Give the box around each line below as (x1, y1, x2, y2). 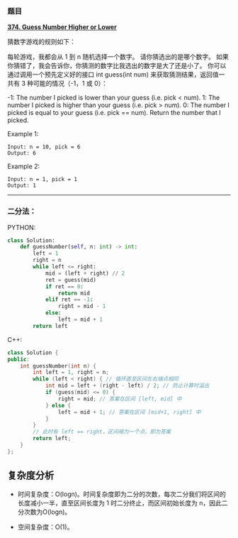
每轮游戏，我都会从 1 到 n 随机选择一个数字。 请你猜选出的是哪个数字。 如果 (7, 53, 229, 61)
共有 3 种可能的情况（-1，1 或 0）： (7, 79, 108, 88)
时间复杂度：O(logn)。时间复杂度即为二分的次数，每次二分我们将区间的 (17, 490, 227, 498)
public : (7, 356, 30, 363)
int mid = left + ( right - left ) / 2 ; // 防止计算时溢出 (45, 382, 210, 390)
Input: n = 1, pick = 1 (7, 176, 78, 183)
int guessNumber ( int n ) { (20, 362, 97, 370)
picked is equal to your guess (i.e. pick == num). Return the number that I (7, 109, 221, 117)
